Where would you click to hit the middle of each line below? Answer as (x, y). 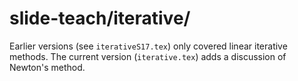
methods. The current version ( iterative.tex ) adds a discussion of (148, 56)
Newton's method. (47, 67)
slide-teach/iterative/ (100, 18)
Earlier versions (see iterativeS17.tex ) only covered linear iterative (148, 46)
